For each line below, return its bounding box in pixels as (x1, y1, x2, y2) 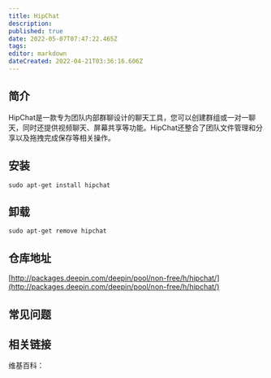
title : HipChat (8, 11, 60, 20)
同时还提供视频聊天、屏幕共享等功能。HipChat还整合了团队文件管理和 (22, 123, 256, 133)
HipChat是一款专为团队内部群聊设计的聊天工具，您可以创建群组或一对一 (8, 112, 249, 122)
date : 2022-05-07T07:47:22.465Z (8, 34, 118, 43)
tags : (8, 42, 27, 50)
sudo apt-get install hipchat (8, 180, 111, 189)
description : (8, 20, 53, 28)
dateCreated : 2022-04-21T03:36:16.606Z (8, 58, 144, 66)
